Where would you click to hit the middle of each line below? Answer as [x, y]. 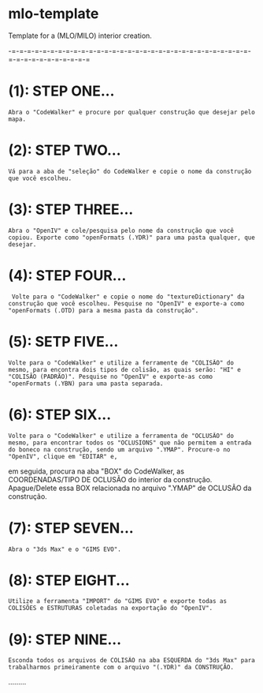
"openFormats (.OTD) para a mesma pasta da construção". [104, 310]
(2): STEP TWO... [65, 150]
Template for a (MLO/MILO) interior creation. [80, 36]
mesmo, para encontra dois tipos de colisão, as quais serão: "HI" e [125, 369]
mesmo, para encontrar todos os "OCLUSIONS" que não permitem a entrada [130, 443]
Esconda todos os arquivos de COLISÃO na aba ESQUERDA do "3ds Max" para [132, 661]
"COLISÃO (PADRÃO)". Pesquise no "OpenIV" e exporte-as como [111, 376]
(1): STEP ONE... [61, 91]
